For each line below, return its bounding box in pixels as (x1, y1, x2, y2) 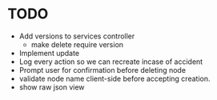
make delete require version (30, 39, 124, 49)
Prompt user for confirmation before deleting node (18, 65, 186, 74)
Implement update (18, 48, 80, 58)
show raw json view (18, 82, 85, 92)
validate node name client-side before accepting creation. (18, 74, 211, 83)
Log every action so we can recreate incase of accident (18, 57, 203, 66)
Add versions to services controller (18, 31, 135, 41)
